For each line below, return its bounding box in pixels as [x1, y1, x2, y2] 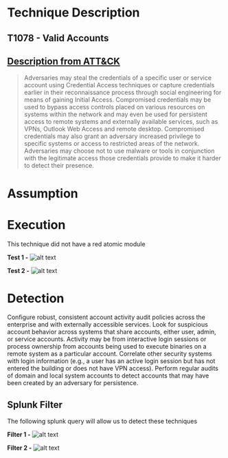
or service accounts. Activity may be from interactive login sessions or [7, 335, 207, 343]
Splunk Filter [7, 399, 63, 411]
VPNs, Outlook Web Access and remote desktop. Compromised [23, 125, 205, 133]
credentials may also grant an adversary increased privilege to [23, 132, 201, 140]
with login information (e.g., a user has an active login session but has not [7, 357, 216, 365]
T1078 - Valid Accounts [7, 32, 109, 44]
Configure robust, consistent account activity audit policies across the [7, 313, 206, 321]
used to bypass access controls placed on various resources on [23, 103, 205, 111]
